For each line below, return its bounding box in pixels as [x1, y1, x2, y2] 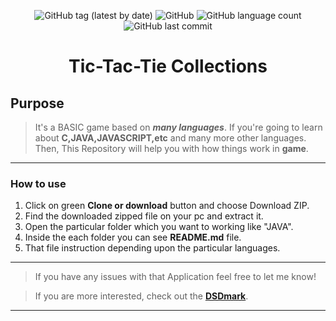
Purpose [10, 95, 65, 112]
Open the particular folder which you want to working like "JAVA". [24, 221, 294, 233]
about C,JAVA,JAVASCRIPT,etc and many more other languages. [34, 132, 307, 144]
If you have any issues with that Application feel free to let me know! [34, 271, 317, 283]
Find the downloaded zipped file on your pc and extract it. [24, 210, 264, 222]
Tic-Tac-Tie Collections [68, 55, 268, 78]
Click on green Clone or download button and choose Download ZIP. [24, 200, 310, 212]
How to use [10, 176, 67, 190]
